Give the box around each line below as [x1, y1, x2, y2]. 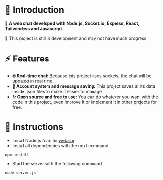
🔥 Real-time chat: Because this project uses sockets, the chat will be [12, 73, 152, 79]
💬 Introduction [5, 4, 65, 16]
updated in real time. [12, 78, 54, 84]
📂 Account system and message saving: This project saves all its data [12, 83, 156, 89]
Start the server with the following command [12, 160, 102, 166]
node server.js [5, 170, 36, 175]
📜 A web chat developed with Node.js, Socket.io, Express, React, [5, 20, 140, 26]
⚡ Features [5, 53, 50, 64]
